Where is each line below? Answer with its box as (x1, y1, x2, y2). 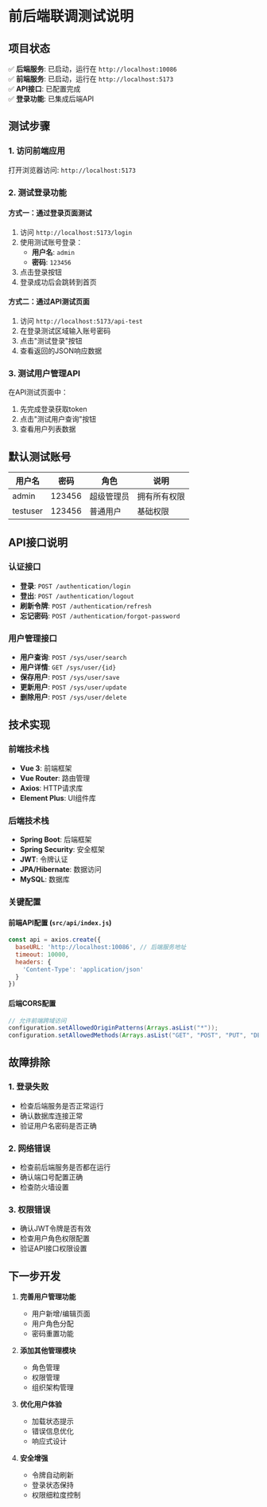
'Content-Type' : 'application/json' (22, 965, 145, 973)
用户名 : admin (31, 247, 75, 257)
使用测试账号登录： (19, 237, 83, 247)
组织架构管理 (31, 1383, 74, 1392)
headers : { (15, 958, 52, 966)
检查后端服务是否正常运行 (19, 1101, 104, 1110)
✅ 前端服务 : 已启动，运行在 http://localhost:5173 (8, 74, 174, 84)
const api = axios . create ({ (8, 936, 102, 944)
